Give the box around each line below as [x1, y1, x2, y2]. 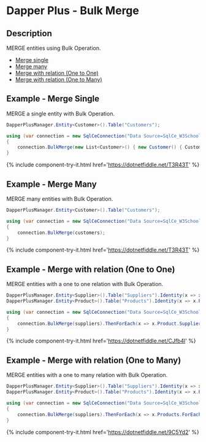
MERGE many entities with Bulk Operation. [6, 195, 113, 203]
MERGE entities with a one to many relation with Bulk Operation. [6, 371, 168, 379]
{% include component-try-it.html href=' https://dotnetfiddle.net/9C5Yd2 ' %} [6, 428, 199, 436]
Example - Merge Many [6, 179, 97, 189]
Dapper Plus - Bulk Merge [6, 4, 139, 18]
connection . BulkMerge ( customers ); [17, 230, 105, 236]
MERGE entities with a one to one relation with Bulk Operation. [6, 281, 164, 288]
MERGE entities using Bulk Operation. [6, 44, 101, 52]
